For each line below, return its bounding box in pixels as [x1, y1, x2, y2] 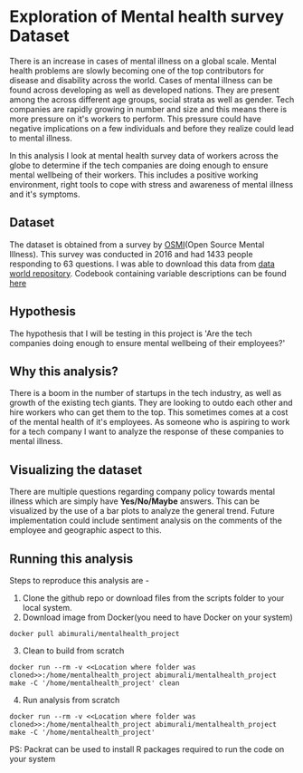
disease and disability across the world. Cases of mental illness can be [9, 74, 273, 85]
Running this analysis [9, 551, 134, 566]
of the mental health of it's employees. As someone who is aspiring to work [9, 417, 290, 428]
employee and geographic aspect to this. [9, 525, 162, 536]
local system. [22, 603, 72, 613]
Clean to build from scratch [22, 645, 125, 656]
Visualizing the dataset [9, 462, 143, 478]
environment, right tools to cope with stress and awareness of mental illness [9, 179, 294, 189]
